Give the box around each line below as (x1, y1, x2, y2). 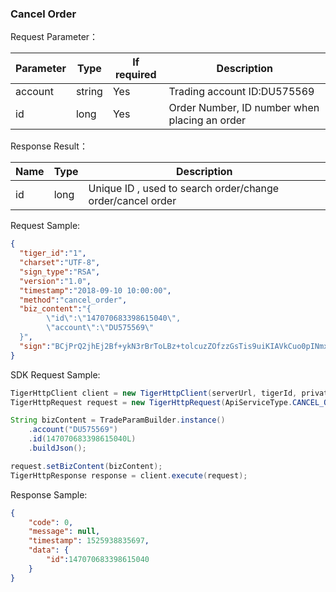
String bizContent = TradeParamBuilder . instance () (10, 415, 226, 426)
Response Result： (10, 140, 88, 152)
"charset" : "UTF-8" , (19, 258, 101, 268)
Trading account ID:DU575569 (168, 85, 315, 99)
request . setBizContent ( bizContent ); (10, 461, 163, 471)
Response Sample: (10, 488, 88, 501)
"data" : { (28, 545, 70, 556)
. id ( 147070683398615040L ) (28, 434, 137, 444)
